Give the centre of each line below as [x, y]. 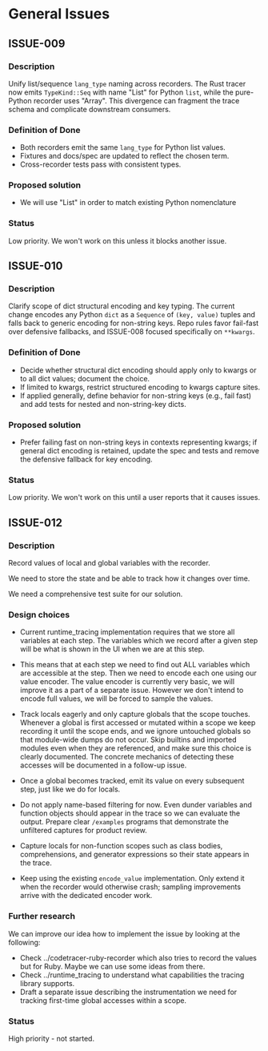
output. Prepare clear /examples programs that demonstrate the [124, 822]
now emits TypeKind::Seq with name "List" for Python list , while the [121, 92]
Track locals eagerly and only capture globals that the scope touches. [135, 715]
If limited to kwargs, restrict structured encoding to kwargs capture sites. [140, 387]
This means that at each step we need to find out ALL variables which [135, 665]
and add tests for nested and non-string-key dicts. [103, 404]
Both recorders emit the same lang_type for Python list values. [122, 147]
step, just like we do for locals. [70, 789]
